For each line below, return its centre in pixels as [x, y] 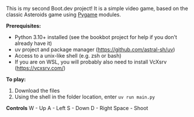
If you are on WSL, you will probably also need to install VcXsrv [91, 62]
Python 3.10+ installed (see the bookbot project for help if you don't [96, 37]
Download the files [37, 91]
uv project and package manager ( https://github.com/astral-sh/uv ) [95, 49]
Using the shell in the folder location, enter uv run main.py [85, 97]
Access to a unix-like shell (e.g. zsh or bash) [68, 56]
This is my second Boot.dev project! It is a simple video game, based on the [97, 8]
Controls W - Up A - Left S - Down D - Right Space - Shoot [77, 108]
